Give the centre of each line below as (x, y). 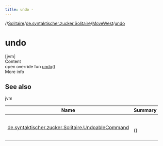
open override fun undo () (30, 66)
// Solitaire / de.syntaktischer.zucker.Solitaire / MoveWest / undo (65, 23)
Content (13, 61)
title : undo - (19, 9)
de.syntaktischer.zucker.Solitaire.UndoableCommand (68, 128)
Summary (145, 110)
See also (18, 87)
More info (15, 72)
